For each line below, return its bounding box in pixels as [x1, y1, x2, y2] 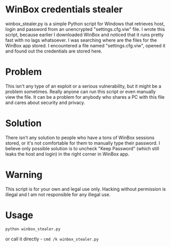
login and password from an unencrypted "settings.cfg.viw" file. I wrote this [5, 26, 165, 32]
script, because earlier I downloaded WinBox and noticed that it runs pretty [5, 31, 164, 38]
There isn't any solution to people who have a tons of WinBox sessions [5, 134, 155, 140]
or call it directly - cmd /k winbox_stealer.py [5, 236, 99, 242]
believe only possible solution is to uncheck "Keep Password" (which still [5, 145, 160, 151]
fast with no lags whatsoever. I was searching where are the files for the [5, 37, 157, 43]
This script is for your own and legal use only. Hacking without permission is [5, 186, 166, 192]
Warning [5, 169, 42, 181]
